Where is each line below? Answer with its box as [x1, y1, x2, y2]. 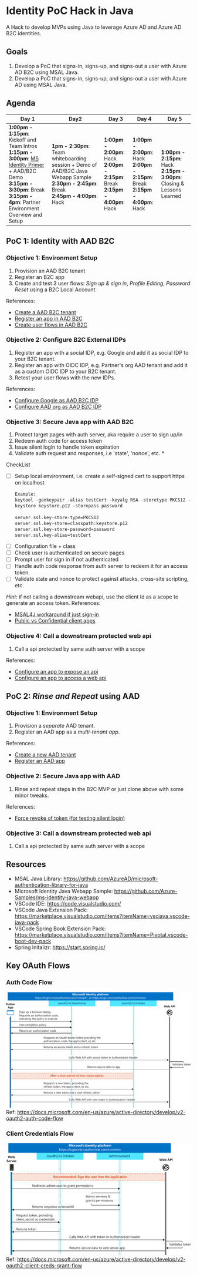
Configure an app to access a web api [14, 674, 107, 681]
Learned [161, 193, 182, 200]
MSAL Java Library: [14, 875, 63, 882]
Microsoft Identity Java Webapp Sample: [14, 887, 113, 894]
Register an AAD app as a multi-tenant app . [14, 728, 120, 735]
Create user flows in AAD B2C [14, 321, 88, 328]
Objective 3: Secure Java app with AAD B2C [6, 418, 134, 426]
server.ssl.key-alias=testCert [14, 533, 91, 539]
